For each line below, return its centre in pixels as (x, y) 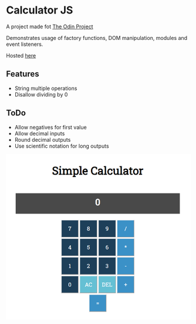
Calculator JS (40, 10)
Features (23, 74)
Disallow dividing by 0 (41, 94)
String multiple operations (46, 88)
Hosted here (21, 55)
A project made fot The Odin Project (50, 26)
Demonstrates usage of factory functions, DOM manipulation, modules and (97, 38)
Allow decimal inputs (40, 133)
